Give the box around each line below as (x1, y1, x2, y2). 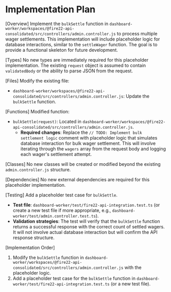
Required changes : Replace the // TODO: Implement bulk (20, 129, 142, 135)
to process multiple (117, 30, 158, 36)
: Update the (123, 93, 150, 99)
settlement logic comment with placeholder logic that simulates (20, 134, 158, 141)
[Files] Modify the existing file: (5, 77, 69, 84)
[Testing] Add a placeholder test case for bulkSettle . (5, 191, 118, 198)
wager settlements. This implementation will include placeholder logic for (5, 36, 160, 42)
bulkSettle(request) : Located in (12, 118, 82, 124)
